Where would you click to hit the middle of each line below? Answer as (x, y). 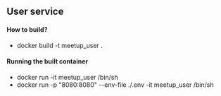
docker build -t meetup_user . (60, 45)
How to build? (27, 29)
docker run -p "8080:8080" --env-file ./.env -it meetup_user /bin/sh (115, 85)
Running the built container (48, 61)
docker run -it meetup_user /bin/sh (68, 77)
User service (35, 12)
